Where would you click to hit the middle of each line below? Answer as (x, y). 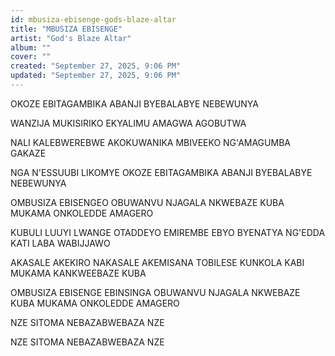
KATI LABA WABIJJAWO (60, 243)
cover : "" (31, 57)
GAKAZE (28, 153)
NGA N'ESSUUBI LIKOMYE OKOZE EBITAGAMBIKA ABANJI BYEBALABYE (161, 172)
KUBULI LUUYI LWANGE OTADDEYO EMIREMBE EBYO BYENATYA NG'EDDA (168, 232)
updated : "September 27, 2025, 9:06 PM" (96, 76)
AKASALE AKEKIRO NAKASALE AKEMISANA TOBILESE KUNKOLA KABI (157, 262)
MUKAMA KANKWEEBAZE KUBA (78, 273)
